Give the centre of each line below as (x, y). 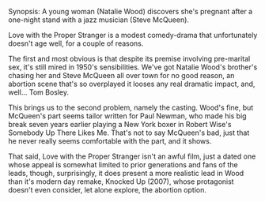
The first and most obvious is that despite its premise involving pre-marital (129, 59)
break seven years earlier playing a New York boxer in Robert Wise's (120, 124)
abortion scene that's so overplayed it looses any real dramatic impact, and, (132, 84)
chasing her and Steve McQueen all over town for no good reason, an (121, 75)
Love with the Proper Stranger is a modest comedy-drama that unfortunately (133, 35)
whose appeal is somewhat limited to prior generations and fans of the (123, 165)
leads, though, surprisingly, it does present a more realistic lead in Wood (126, 173)
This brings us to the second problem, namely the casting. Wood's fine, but (131, 107)
